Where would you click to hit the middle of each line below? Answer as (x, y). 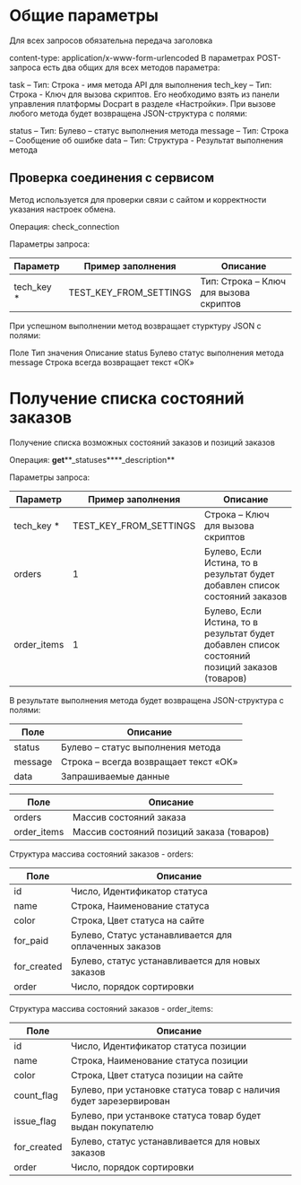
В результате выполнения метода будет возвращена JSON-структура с (146, 700)
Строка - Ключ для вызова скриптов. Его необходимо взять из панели (145, 94)
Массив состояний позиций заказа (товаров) (172, 832)
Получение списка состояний (127, 398)
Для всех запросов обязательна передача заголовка (111, 40)
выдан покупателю (112, 1127)
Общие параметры (84, 16)
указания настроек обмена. (63, 209)
